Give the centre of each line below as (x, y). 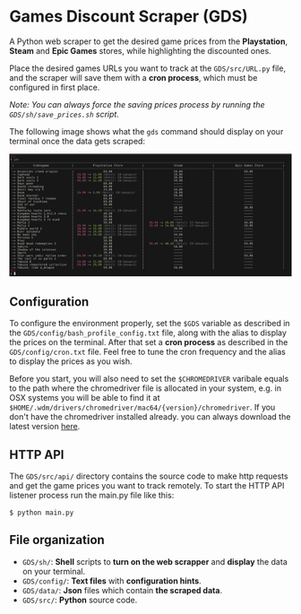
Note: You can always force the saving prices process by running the (137, 104)
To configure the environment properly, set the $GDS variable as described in (150, 324)
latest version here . (45, 427)
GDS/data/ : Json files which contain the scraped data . (122, 590)
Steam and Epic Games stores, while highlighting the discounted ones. (140, 50)
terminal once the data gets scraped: (77, 141)
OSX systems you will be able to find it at (85, 398)
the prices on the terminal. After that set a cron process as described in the (149, 342)
